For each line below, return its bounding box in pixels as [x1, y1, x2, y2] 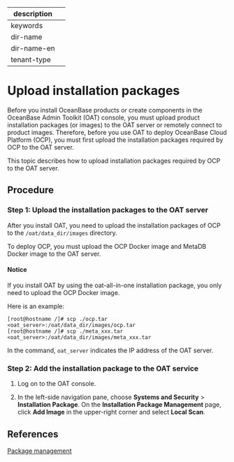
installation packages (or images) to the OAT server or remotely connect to [7, 120, 222, 129]
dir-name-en [10, 43, 56, 53]
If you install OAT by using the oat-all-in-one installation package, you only [7, 281, 222, 289]
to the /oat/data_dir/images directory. [7, 229, 117, 237]
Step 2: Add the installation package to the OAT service [7, 363, 199, 373]
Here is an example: [7, 302, 65, 310]
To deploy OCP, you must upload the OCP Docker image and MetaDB [7, 242, 207, 250]
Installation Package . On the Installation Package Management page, [17, 400, 221, 409]
